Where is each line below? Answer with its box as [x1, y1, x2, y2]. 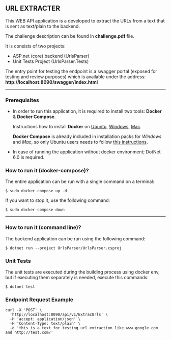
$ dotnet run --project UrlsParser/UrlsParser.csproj [5, 245, 122, 251]
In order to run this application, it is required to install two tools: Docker [12, 108, 162, 115]
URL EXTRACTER [5, 4, 61, 13]
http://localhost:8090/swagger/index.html [5, 79, 98, 85]
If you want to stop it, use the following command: [5, 197, 110, 203]
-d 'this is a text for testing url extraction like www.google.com [10, 326, 158, 331]
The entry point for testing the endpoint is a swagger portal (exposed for [5, 68, 158, 74]
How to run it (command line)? [5, 224, 81, 231]
